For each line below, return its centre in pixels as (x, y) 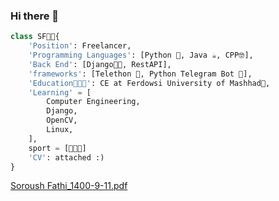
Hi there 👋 (35, 16)
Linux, (60, 130)
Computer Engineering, (93, 102)
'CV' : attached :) (66, 157)
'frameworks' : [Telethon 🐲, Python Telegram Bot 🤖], (140, 74)
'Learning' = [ (60, 92)
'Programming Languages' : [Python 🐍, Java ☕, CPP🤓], (141, 55)
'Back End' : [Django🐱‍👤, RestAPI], (100, 64)
